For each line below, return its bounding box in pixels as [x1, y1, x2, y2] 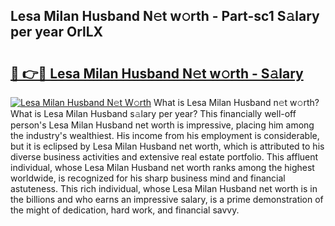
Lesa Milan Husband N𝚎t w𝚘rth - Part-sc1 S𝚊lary [10, 8, 320, 25]
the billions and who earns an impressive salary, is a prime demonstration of [10, 194, 324, 205]
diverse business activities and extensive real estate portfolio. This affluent [10, 151, 319, 163]
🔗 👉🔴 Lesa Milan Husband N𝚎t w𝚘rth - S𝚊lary [10, 65, 304, 82]
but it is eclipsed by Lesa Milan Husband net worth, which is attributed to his [10, 140, 325, 152]
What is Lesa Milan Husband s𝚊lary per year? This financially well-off [10, 108, 297, 119]
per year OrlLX [10, 24, 104, 41]
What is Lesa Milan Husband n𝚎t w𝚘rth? [153, 97, 320, 108]
